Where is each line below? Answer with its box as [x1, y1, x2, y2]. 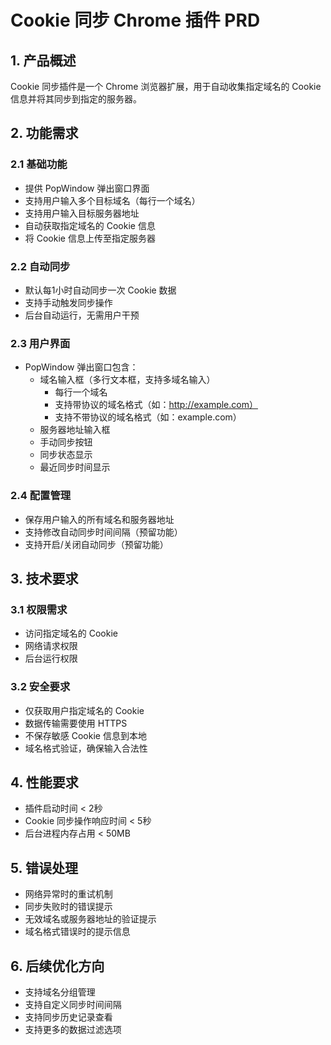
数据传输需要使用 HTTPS [24, 717, 128, 729]
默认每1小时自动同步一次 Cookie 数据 [24, 284, 177, 296]
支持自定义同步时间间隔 [24, 999, 122, 1010]
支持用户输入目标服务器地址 [24, 207, 140, 219]
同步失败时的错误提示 [24, 901, 113, 913]
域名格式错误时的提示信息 [24, 926, 131, 938]
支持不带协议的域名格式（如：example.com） [54, 411, 242, 423]
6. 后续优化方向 [10, 957, 105, 975]
